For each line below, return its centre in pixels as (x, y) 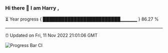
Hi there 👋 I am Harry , (32, 8)
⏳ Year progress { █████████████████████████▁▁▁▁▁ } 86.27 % (82, 19)
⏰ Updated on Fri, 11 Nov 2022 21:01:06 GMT (51, 35)
